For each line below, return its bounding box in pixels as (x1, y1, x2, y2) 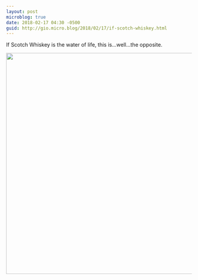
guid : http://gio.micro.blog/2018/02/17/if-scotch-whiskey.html (6, 25, 167, 31)
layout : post (6, 8, 38, 15)
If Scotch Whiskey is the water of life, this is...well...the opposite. (6, 41, 163, 48)
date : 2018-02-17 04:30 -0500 (6, 19, 81, 25)
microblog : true (6, 14, 46, 20)
